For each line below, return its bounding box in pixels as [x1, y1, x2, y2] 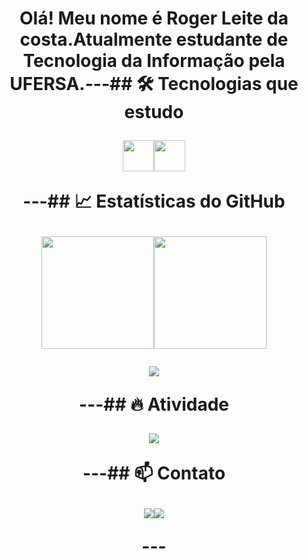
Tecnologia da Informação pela [22, 50, 286, 72]
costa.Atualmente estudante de [19, 28, 289, 51]
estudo [124, 101, 184, 124]
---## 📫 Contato [82, 462, 226, 485]
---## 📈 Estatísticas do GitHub [22, 190, 286, 213]
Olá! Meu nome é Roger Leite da [19, 7, 289, 30]
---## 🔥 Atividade [78, 393, 230, 416]
